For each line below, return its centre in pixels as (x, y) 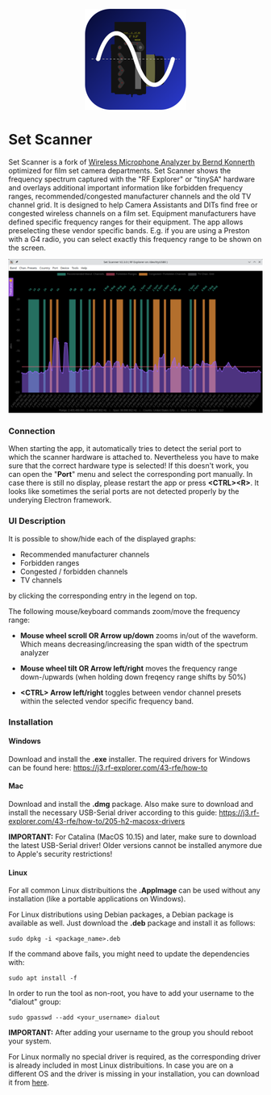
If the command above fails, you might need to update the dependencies (129, 954)
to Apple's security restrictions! (60, 854)
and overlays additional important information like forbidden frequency (126, 187)
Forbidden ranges (50, 562)
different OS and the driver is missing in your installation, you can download (134, 1074)
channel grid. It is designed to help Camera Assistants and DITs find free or (133, 205)
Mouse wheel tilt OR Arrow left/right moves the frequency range (129, 668)
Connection (32, 431)
